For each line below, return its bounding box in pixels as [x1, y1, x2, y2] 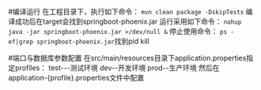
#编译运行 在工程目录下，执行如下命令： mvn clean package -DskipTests [8, 7, 244, 16]
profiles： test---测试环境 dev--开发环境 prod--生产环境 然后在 [14, 63, 220, 73]
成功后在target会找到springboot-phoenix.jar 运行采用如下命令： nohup [14, 17, 242, 26]
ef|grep [8, 38, 34, 46]
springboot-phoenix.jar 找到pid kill [36, 36, 150, 46]
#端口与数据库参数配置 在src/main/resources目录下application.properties [8, 54, 247, 62]
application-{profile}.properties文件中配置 [8, 73, 145, 82]
